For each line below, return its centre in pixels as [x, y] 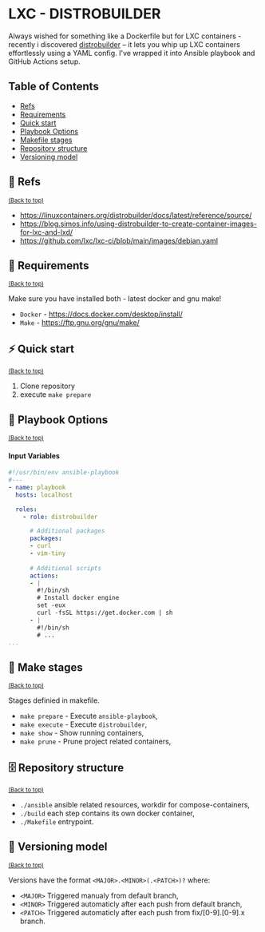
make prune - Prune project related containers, [95, 742]
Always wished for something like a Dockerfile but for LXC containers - [125, 36]
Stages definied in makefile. [54, 700]
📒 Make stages [45, 667]
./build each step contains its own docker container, [107, 813]
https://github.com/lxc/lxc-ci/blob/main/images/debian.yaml [119, 240]
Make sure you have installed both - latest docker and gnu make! [115, 299]
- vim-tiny [47, 553]
